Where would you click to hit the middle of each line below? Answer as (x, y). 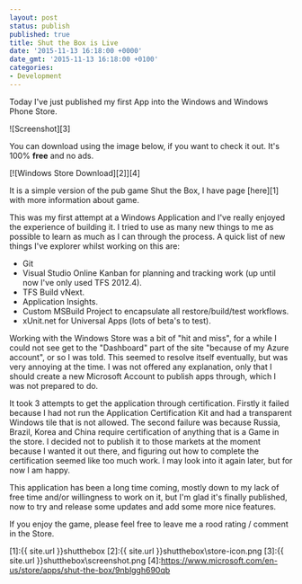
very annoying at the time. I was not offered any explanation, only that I (141, 367)
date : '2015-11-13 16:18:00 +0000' (76, 51)
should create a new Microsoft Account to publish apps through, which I (143, 376)
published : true (40, 34)
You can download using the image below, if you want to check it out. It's (145, 146)
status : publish (40, 26)
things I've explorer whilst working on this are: (94, 246)
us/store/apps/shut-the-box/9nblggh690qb (90, 570)
